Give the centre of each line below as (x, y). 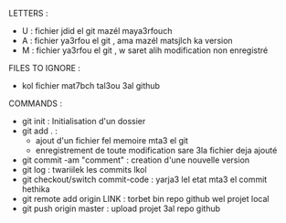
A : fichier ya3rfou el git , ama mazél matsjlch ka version (127, 41)
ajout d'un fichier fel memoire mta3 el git (112, 140)
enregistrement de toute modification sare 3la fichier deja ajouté (156, 150)
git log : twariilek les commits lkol (84, 170)
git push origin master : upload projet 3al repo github (121, 208)
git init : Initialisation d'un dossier (84, 121)
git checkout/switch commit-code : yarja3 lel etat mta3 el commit (144, 179)
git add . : (40, 131)
